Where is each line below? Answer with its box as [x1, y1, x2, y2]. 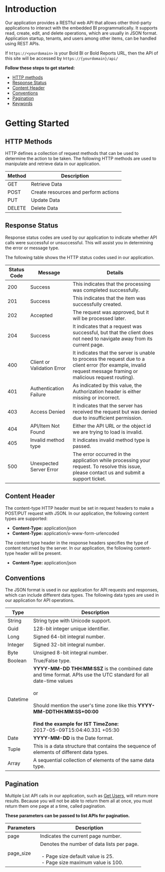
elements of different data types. [33, 749, 109, 756]
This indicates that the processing [73, 280, 151, 287]
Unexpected [30, 460, 59, 466]
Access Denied [30, 408, 65, 415]
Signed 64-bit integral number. [33, 633, 106, 640]
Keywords [12, 100, 33, 106]
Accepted [30, 312, 53, 319]
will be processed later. [73, 315, 127, 321]
